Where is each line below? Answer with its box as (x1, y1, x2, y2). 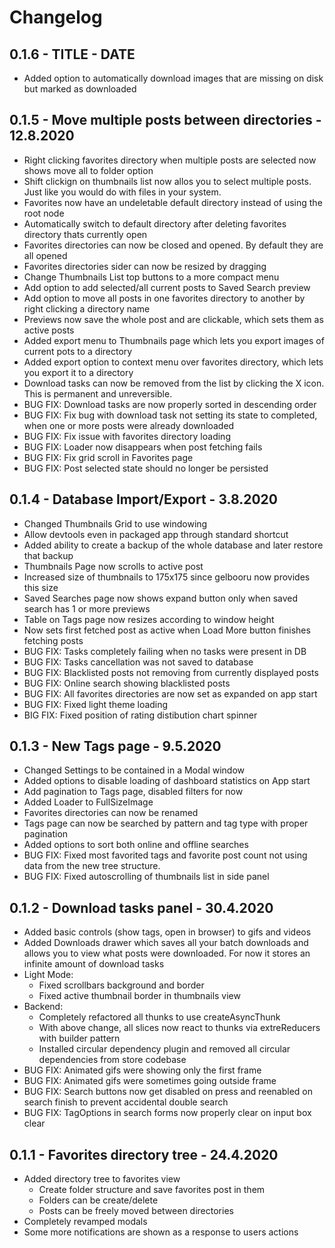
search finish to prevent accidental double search (23, 1096, 229, 1108)
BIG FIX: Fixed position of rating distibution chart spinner (23, 709, 258, 721)
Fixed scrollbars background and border (38, 979, 205, 991)
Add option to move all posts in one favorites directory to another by (23, 292, 306, 304)
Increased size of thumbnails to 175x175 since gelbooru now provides (23, 571, 311, 583)
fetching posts (23, 634, 84, 646)
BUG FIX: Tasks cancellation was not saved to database (23, 656, 254, 668)
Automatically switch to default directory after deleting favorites (23, 217, 287, 230)
